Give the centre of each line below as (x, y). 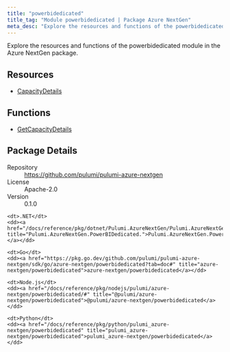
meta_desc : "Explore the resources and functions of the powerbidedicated (116, 26)
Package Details (42, 151)
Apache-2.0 (41, 189)
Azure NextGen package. (43, 53)
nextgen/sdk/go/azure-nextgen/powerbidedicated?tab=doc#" (91, 264)
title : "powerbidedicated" (46, 13)
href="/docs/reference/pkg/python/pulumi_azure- (99, 324)
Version (18, 196)
